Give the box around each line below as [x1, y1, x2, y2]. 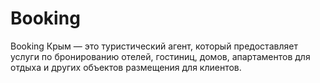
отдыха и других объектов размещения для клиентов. [10, 61, 242, 73]
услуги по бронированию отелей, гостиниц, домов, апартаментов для [10, 50, 311, 62]
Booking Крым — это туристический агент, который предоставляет [10, 40, 298, 52]
